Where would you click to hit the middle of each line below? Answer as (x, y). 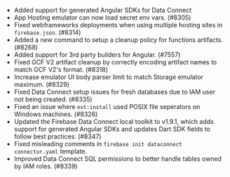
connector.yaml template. (50, 151)
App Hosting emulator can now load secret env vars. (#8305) (102, 17)
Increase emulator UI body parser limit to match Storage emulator (108, 77)
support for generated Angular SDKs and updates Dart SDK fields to (112, 129)
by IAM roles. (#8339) (46, 166)
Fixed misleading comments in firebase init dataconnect (98, 144)
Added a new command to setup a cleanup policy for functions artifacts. (118, 40)
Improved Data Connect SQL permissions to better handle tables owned (118, 159)
